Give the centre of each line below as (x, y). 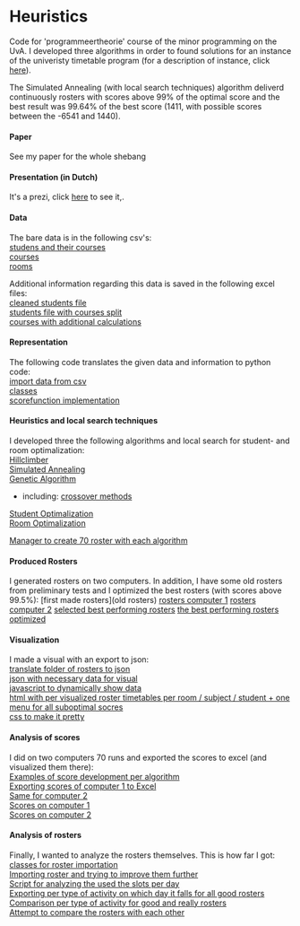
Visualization (34, 640)
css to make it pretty (47, 717)
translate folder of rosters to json (70, 669)
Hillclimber (29, 459)
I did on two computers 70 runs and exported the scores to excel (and (138, 757)
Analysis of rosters (46, 835)
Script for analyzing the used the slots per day (94, 883)
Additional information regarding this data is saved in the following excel (142, 284)
